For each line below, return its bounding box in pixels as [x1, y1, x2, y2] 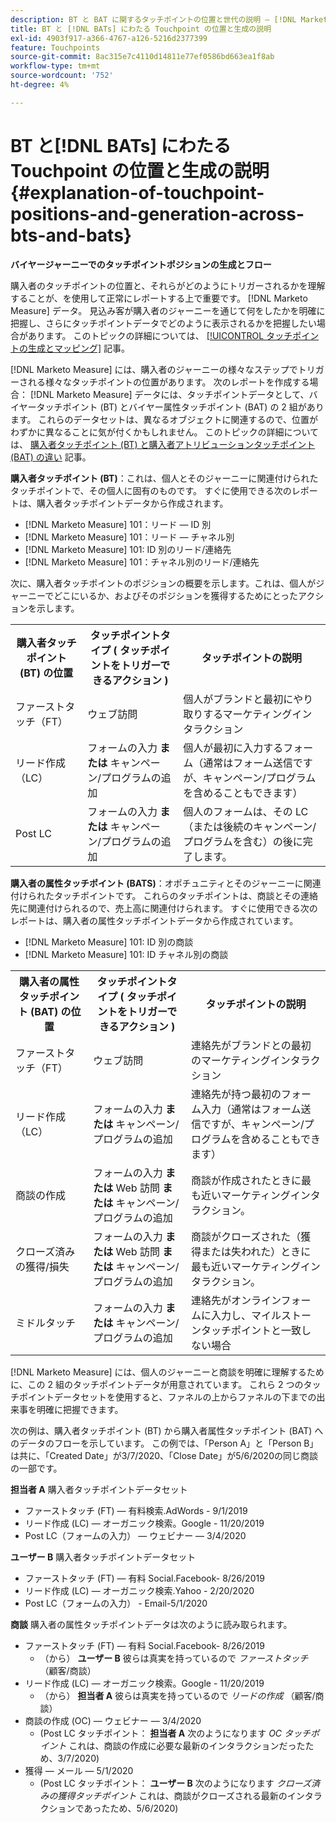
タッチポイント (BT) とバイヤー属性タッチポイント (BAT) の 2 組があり [36, 401, 325, 413]
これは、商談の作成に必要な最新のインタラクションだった [68, 1739, 306, 1751]
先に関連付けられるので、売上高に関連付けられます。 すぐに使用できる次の [10, 902, 318, 914]
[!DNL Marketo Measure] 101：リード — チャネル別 [24, 531, 235, 543]
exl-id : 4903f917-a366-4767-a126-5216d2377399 [10, 33, 208, 43]
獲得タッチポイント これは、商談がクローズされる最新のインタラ [57, 1789, 323, 1801]
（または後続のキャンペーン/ [183, 819, 317, 833]
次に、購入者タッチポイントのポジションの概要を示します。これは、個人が [10, 577, 317, 589]
